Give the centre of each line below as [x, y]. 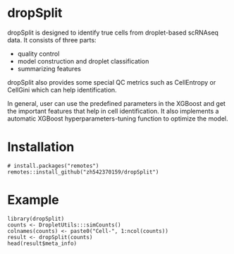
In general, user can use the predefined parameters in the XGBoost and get [116, 103]
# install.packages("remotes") [53, 166]
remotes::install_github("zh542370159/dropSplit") [83, 172]
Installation [41, 147]
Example [33, 200]
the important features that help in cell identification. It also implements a [113, 111]
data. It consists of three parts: [52, 40]
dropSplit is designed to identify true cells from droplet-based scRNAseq [113, 32]
